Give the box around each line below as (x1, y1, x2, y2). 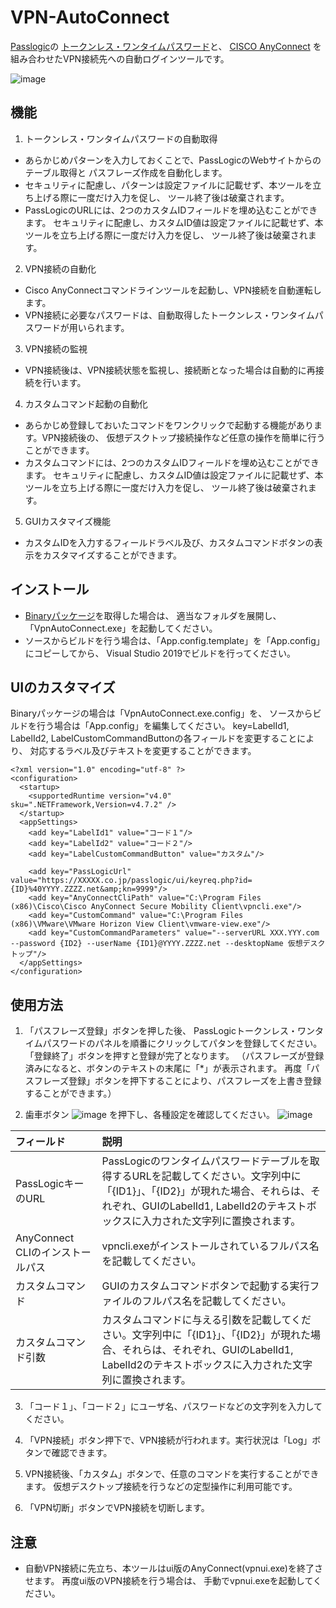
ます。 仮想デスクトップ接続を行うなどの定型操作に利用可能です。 (24, 1481, 298, 1493)
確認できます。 (51, 1447, 113, 1459)
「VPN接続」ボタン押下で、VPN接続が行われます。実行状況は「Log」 (24, 1434, 313, 1446)
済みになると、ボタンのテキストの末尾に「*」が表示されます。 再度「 (24, 1062, 312, 1075)
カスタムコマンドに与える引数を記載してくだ (101, 1313, 312, 1327)
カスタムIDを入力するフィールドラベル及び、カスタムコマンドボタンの (24, 536, 315, 548)
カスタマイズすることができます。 (42, 549, 182, 561)
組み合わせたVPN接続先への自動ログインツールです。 (10, 52, 230, 65)
